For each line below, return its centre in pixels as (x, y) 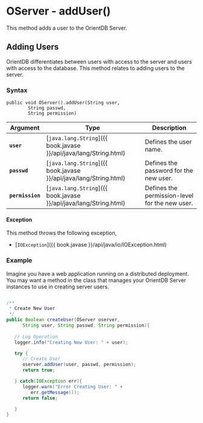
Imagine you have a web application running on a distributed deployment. (98, 273)
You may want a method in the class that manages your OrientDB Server (96, 280)
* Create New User (32, 308)
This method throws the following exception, (62, 233)
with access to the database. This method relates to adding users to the (95, 68)
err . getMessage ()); (55, 392)
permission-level (169, 196)
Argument (25, 128)
